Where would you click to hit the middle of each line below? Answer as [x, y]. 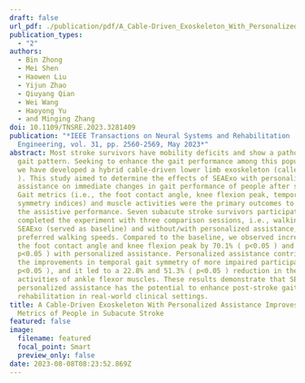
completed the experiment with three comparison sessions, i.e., [144, 220]
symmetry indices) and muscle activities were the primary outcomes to [156, 204]
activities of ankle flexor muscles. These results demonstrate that [152, 280]
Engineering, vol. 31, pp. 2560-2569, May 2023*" [113, 144]
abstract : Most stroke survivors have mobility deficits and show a [142, 152]
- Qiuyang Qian [46, 93]
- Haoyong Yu [42, 111]
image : [22, 330]
